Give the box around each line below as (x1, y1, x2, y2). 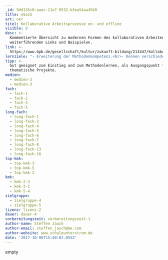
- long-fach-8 (9, 142, 39, 147)
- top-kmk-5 (9, 165, 35, 170)
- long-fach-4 (9, 123, 39, 128)
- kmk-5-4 (9, 188, 30, 193)
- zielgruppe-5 (9, 202, 41, 207)
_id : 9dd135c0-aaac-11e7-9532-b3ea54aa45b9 (5, 7, 97, 12)
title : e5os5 (5, 12, 32, 17)
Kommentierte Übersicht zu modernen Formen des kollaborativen (9, 35, 144, 40)
